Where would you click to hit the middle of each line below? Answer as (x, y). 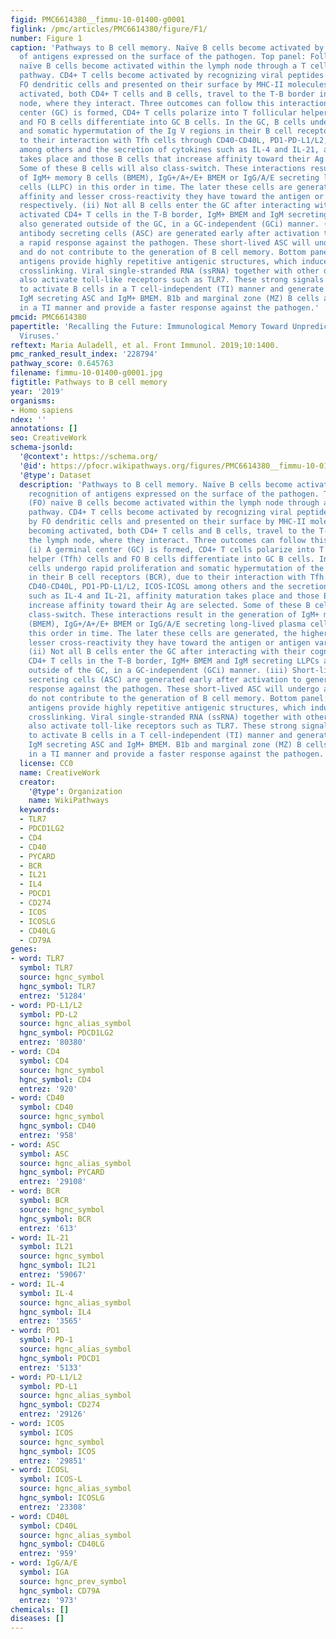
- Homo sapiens (42, 410)
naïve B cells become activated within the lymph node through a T (163, 66)
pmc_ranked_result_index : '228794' (84, 354)
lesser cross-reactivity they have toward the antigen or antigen (169, 642)
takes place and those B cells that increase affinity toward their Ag (172, 159)
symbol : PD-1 (46, 1340)
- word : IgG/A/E (44, 1563)
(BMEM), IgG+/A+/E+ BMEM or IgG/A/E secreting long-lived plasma (167, 624)
